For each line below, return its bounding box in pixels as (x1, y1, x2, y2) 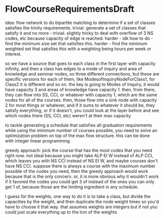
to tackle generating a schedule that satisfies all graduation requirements (5, 122, 153, 128)
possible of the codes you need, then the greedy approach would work (5, 168, 148, 174)
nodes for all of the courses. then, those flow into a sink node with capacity (5, 97, 157, 103)
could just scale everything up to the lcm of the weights (5, 209, 117, 215)
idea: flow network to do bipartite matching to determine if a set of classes (5, 20, 156, 26)
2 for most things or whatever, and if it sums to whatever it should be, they (5, 102, 155, 108)
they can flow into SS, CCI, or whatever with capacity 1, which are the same (5, 92, 158, 98)
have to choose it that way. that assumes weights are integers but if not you (5, 204, 158, 210)
